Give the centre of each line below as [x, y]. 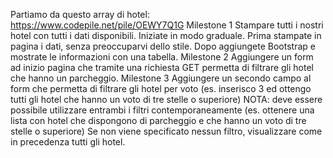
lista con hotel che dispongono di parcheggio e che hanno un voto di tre [158, 120]
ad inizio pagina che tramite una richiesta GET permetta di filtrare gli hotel [162, 67]
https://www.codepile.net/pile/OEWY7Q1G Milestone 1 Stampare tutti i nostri [167, 25]
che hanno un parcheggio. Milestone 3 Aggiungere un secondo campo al [161, 78]
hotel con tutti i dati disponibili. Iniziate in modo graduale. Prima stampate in [166, 35]
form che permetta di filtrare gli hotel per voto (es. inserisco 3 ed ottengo [161, 88]
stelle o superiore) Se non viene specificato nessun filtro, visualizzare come [166, 131]
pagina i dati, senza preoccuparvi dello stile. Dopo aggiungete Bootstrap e [163, 46]
